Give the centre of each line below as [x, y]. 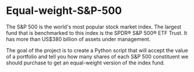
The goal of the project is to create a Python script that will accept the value [97, 50]
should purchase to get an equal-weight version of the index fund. [85, 63]
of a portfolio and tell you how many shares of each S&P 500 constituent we [97, 56]
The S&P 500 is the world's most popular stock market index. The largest [94, 27]
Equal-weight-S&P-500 [64, 11]
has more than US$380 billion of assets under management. [78, 39]
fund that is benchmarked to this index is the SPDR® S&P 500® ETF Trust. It [97, 33]
